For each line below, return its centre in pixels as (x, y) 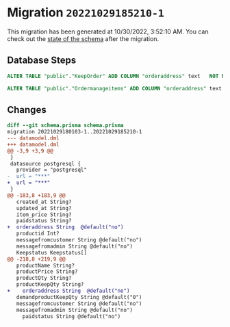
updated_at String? (44, 208)
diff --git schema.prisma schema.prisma (66, 126)
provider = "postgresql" (52, 170)
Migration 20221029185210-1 (86, 13)
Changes (27, 110)
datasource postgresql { (45, 163)
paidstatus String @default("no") (72, 316)
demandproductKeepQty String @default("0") (79, 297)
